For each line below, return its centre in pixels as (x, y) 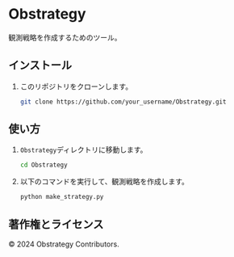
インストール (40, 65)
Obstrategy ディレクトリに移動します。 (84, 150)
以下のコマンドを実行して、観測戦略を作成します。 (104, 182)
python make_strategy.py (62, 197)
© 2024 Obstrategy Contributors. (64, 244)
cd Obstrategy (44, 165)
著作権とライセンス (56, 224)
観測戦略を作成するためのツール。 (65, 37)
